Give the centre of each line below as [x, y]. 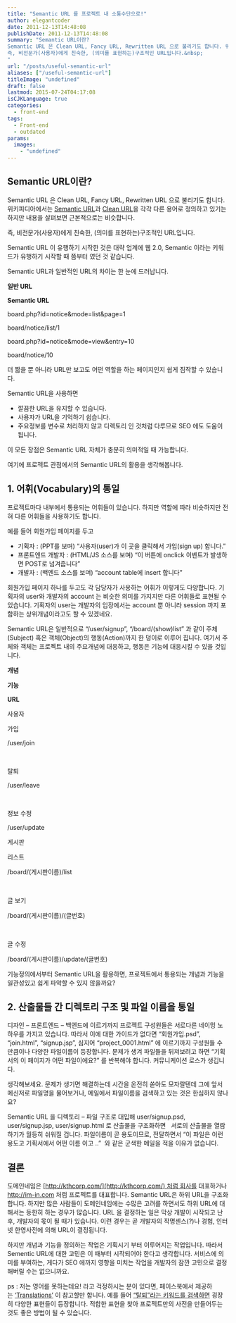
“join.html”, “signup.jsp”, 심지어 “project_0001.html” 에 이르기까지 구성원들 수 [115, 1043]
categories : [25, 106]
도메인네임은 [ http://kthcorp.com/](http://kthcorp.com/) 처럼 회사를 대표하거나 [117, 1186]
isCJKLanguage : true [38, 99]
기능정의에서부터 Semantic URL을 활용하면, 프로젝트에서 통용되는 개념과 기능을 [116, 974]
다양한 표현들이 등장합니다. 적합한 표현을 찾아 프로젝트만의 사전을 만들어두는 [119, 1304]
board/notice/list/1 [33, 328]
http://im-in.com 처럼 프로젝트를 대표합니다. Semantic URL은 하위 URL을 [109, 1195]
